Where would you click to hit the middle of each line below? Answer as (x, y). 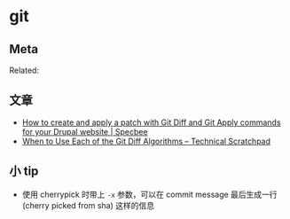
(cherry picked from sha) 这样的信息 (88, 205)
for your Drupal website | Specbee (85, 131)
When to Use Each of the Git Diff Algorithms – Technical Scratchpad (146, 141)
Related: (24, 70)
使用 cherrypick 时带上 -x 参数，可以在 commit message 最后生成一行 (149, 194)
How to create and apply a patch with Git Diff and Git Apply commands (151, 122)
